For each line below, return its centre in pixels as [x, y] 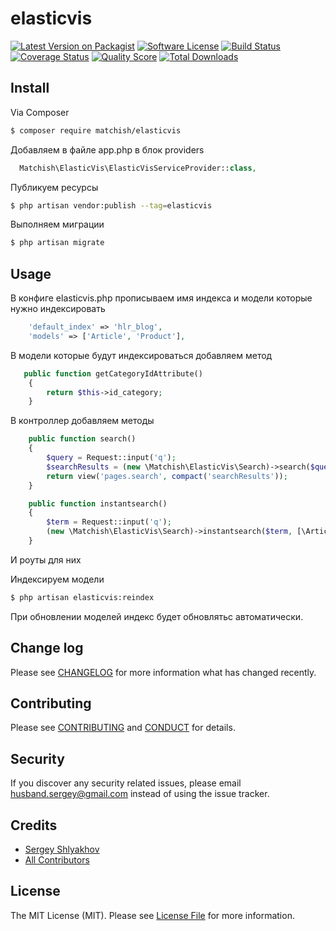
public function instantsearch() [98, 503]
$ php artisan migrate [57, 243]
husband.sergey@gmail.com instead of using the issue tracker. [140, 794]
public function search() [82, 439]
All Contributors [57, 860]
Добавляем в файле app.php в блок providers [107, 149]
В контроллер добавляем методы [82, 421]
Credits [34, 825]
